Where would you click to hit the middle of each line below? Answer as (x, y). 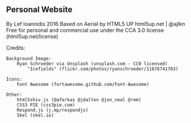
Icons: (14, 79)
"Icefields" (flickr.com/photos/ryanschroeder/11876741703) (103, 69)
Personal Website (39, 10)
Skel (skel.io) (35, 115)
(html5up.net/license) (32, 36)
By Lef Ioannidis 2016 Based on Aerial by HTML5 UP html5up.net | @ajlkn (96, 24)
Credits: (16, 48)
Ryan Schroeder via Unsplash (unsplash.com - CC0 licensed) (92, 64)
